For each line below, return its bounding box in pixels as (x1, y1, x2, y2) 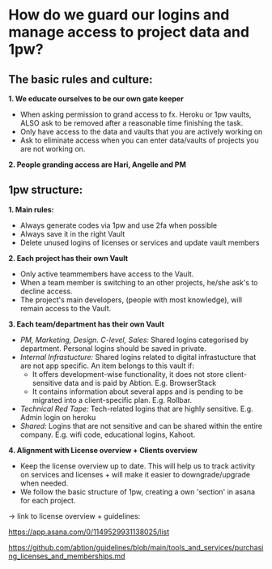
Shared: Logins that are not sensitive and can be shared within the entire (19, 421, 263, 430)
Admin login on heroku (19, 412, 96, 422)
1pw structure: (8, 183, 83, 197)
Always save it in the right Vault (19, 229, 125, 238)
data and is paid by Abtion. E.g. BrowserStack (63, 378, 217, 387)
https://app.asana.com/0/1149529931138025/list (8, 527, 170, 537)
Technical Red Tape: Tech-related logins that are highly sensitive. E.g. (19, 404, 253, 413)
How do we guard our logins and (8, 6, 230, 24)
